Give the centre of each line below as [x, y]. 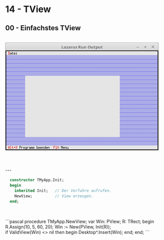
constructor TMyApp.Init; [37, 180]
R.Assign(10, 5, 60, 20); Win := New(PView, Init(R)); [58, 227]
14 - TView [28, 9]
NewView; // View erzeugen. [54, 196]
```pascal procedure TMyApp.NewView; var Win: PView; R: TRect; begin [80, 222]
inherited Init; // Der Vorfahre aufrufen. [63, 191]
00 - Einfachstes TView [43, 28]
